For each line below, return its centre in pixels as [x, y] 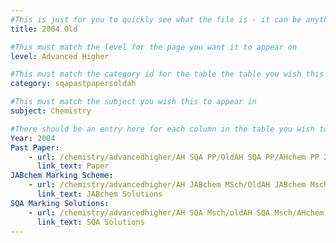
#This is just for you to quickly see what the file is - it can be [156, 19]
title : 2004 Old [44, 29]
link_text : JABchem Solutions [99, 194]
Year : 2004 [33, 138]
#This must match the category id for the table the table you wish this [167, 74]
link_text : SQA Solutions [90, 222]
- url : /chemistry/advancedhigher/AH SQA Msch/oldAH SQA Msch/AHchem [176, 212]
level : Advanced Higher [60, 56]
